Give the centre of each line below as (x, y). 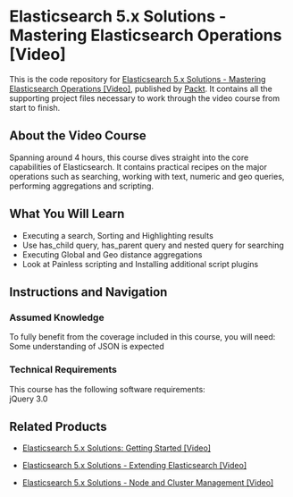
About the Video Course (78, 136)
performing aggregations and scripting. (82, 186)
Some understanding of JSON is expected (87, 347)
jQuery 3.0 (29, 399)
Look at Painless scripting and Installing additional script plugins (140, 264)
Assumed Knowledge (57, 317)
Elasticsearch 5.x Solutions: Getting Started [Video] (117, 448)
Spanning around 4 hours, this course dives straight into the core (129, 157)
